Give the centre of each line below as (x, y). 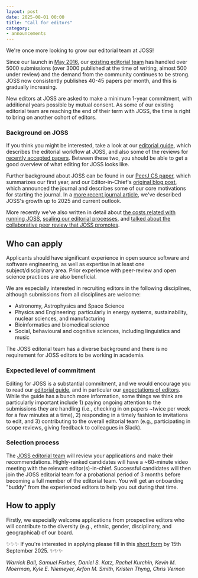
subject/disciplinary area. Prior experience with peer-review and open (91, 270)
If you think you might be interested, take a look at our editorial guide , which (99, 146)
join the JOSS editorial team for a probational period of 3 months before (94, 474)
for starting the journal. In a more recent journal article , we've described (94, 195)
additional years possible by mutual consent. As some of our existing (90, 105)
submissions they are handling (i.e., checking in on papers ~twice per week (98, 408)
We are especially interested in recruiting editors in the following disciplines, (99, 288)
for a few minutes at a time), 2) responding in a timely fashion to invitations (97, 415)
